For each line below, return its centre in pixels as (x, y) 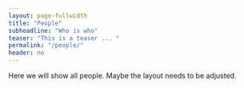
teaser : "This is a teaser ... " (64, 38)
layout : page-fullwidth (48, 16)
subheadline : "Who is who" (53, 30)
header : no (26, 53)
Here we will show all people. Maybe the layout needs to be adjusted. (122, 76)
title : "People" (35, 23)
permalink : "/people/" (46, 46)
